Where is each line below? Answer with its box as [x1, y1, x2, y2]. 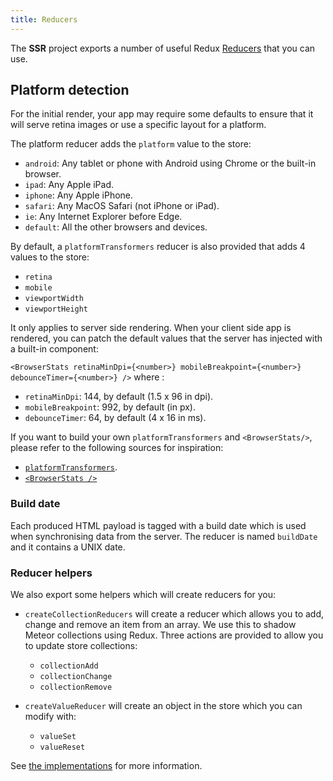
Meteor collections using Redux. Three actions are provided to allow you [24, 629, 324, 641]
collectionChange [39, 672, 113, 682]
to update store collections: [24, 640, 138, 652]
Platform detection [10, 82, 130, 99]
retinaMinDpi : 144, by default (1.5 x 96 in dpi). [24, 391, 214, 403]
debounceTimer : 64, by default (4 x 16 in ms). [24, 412, 207, 424]
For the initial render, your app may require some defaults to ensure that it [10, 108, 314, 120]
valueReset [39, 742, 86, 753]
